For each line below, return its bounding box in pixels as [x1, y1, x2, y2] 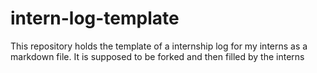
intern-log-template [10, 7, 180, 30]
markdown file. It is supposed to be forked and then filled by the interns [10, 50, 305, 62]
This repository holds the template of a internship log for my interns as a [10, 40, 308, 52]
